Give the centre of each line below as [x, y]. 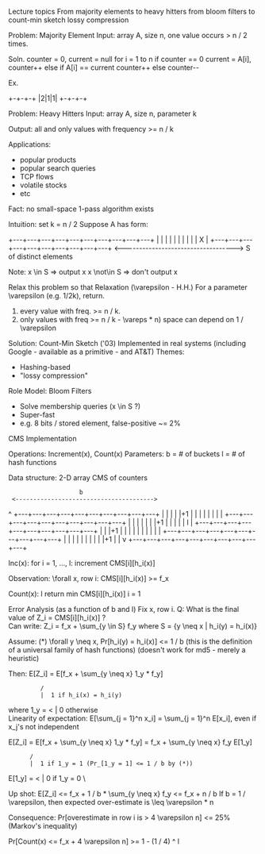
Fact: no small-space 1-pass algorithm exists [81, 209]
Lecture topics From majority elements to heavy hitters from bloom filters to [132, 12]
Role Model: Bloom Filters [50, 391]
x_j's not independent [44, 727]
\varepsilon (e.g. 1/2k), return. [57, 296]
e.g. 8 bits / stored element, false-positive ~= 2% [100, 423]
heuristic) [24, 658]
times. [18, 44]
